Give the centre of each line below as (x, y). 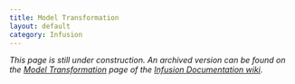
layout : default (40, 26)
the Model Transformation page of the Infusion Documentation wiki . (136, 70)
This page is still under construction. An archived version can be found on (147, 61)
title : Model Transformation (64, 18)
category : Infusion (46, 34)
